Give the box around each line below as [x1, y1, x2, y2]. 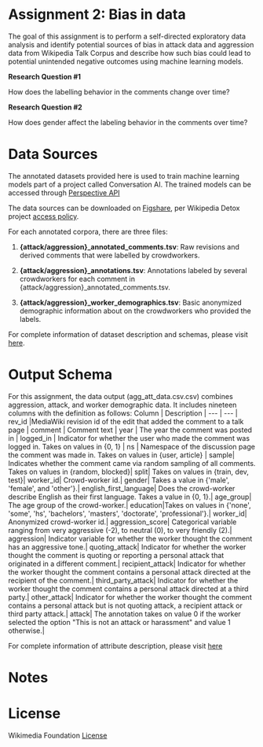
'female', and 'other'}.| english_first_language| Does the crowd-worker [8, 483, 236, 493]
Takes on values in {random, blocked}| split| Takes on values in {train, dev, [8, 467, 250, 476]
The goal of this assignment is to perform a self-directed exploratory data [8, 31, 246, 41]
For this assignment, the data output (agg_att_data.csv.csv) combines [8, 391, 233, 401]
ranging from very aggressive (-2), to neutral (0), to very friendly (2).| [8, 525, 232, 534]
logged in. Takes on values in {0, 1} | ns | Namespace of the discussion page [8, 442, 255, 451]
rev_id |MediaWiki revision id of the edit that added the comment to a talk [8, 416, 244, 426]
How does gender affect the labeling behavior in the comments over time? [8, 117, 248, 127]
